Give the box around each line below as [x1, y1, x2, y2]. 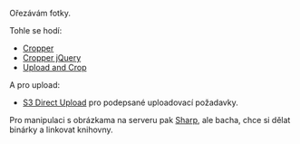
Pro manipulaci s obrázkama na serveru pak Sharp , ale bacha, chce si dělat [9, 115, 291, 125]
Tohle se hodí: [9, 25, 63, 35]
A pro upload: [9, 80, 61, 90]
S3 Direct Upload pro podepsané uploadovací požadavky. [22, 97, 238, 108]
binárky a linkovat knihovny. [9, 124, 113, 135]
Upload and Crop [22, 62, 87, 72]
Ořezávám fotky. [9, 8, 71, 18]
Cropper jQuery [22, 53, 82, 62]
